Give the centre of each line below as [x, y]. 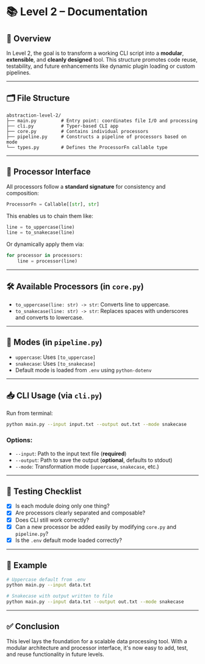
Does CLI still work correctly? [52, 520]
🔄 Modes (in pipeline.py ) [54, 342]
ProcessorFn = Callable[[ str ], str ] [53, 204]
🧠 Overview [29, 38]
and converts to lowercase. [49, 317]
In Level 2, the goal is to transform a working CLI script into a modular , [95, 53]
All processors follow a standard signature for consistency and [86, 186]
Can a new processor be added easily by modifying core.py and [96, 527]
